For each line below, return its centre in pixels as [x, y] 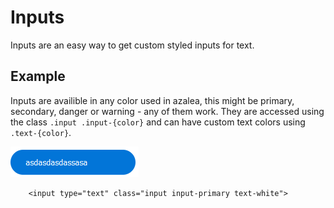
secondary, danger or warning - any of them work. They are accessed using [167, 111]
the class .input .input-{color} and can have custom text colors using [158, 122]
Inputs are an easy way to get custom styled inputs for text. [132, 45]
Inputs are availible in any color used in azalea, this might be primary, [152, 100]
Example [38, 76]
